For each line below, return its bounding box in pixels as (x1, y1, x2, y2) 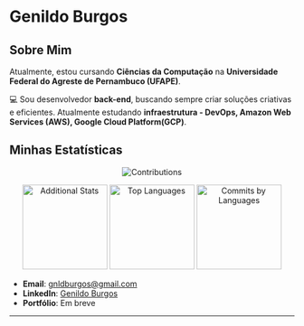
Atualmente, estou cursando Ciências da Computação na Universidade (9, 66, 279, 77)
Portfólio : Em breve (22, 297, 96, 308)
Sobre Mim (9, 42, 72, 58)
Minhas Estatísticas (9, 143, 123, 158)
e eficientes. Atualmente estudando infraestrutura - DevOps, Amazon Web (9, 107, 291, 117)
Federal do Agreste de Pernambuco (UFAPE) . (9, 76, 181, 87)
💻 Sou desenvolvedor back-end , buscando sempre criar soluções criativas (9, 94, 292, 105)
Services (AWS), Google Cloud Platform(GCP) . (9, 116, 187, 127)
